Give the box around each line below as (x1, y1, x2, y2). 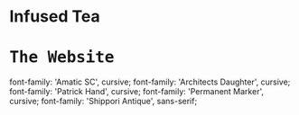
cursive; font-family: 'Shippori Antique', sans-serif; (9, 96, 198, 107)
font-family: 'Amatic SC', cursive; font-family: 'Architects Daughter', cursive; (9, 76, 291, 87)
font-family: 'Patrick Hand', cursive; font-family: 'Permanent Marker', (9, 86, 265, 97)
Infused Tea (9, 6, 101, 27)
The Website (9, 48, 115, 67)
